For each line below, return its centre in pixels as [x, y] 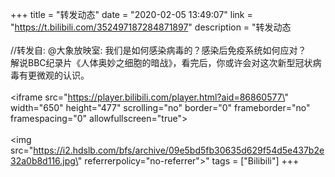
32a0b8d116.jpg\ [44, 161]
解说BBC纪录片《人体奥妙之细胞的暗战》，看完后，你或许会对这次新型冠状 [161, 62]
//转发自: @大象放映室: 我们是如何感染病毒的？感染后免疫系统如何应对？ [158, 50]
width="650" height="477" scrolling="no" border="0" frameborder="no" [160, 107]
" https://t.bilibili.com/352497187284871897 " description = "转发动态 [151, 27]
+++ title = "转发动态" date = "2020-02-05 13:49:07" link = [131, 14]
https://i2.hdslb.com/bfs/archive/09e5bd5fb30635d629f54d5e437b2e [179, 150]
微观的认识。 [63, 75]
